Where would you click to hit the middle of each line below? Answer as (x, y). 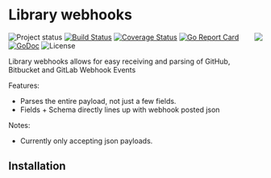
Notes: (19, 125)
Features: (24, 85)
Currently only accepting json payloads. (86, 141)
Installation (37, 166)
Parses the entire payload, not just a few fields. (98, 101)
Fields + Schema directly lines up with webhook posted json (120, 110)
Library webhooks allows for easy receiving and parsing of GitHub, (119, 61)
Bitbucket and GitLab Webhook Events (72, 69)
